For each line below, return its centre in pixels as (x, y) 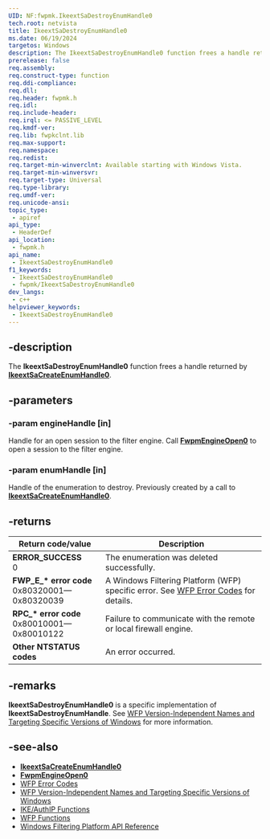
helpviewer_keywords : (45, 307)
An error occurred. (140, 652)
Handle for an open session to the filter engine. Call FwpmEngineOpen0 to (133, 441)
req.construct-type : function (59, 76)
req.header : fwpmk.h (43, 98)
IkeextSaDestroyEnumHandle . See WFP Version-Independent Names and (132, 714)
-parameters (41, 400)
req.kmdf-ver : (32, 128)
